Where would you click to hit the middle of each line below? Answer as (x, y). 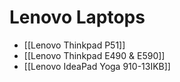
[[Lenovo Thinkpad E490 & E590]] (94, 55)
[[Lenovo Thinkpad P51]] (74, 45)
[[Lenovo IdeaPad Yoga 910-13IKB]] (97, 66)
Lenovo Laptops (77, 17)
